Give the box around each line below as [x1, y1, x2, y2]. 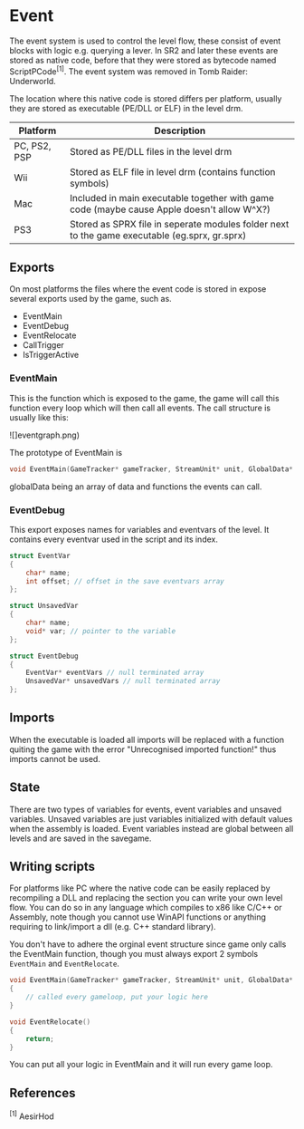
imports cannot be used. [9, 753, 101, 764]
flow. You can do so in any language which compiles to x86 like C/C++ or [9, 902, 282, 913]
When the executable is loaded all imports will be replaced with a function [9, 734, 285, 745]
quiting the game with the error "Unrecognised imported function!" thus [9, 744, 277, 755]
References [9, 1085, 76, 1101]
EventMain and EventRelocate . [9, 958, 120, 970]
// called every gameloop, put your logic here [25, 993, 208, 1002]
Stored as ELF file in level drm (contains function [69, 165, 276, 178]
